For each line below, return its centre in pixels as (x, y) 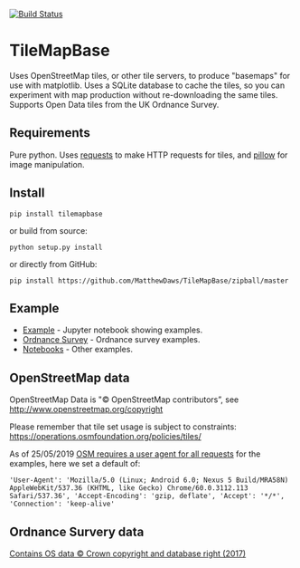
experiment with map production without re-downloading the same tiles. (144, 94)
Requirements (50, 133)
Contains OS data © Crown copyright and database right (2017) (128, 554)
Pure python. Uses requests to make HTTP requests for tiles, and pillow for (149, 155)
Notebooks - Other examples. (78, 350)
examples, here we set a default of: (75, 464)
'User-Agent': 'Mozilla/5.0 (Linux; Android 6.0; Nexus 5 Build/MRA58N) (149, 480)
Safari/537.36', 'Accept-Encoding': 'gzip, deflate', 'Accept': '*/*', (147, 496)
